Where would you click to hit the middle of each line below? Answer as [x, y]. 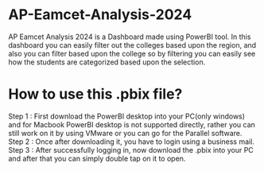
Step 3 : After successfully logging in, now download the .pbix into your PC [131, 150]
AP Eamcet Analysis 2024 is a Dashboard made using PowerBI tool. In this [130, 37]
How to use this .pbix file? [95, 94]
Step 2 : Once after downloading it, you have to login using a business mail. [131, 142]
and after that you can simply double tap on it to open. [97, 158]
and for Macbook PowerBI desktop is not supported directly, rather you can [132, 124]
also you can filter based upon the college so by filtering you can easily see [132, 53]
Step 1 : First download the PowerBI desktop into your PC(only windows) [126, 116]
